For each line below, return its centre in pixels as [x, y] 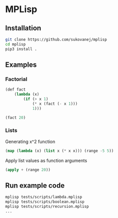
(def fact [16, 90]
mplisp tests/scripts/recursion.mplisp [47, 207]
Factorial [16, 79]
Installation [23, 28]
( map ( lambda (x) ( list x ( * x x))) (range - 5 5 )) [60, 151]
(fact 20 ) [16, 117]
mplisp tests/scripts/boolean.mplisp [45, 202]
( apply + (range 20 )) [28, 170]
